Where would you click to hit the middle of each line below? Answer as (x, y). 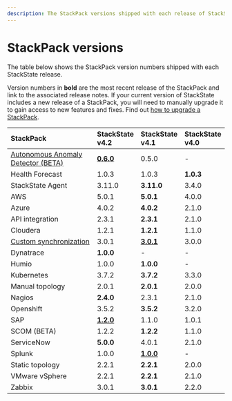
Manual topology (38, 286)
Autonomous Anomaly (47, 154)
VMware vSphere (39, 375)
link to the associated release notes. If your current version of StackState (111, 95)
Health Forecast (36, 174)
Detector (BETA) (37, 163)
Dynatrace (28, 253)
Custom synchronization (50, 241)
